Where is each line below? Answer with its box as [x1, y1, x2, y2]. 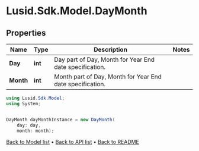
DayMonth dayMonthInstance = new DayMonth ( [6, 117, 115, 122]
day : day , [17, 122, 41, 128]
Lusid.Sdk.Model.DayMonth [6, 4, 148, 18]
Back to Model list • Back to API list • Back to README [6, 139, 139, 146]
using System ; [6, 100, 41, 106]
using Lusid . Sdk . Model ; [6, 95, 65, 101]
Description [94, 46, 127, 54]
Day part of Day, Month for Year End [54, 55, 155, 64]
